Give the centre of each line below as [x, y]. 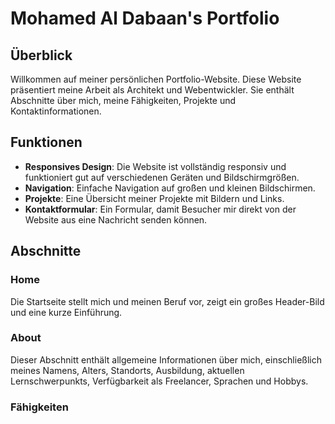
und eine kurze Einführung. [66, 312]
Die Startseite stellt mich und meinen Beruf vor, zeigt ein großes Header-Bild [167, 301]
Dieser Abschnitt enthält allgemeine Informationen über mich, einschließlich [166, 359]
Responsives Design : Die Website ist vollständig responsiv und [155, 166]
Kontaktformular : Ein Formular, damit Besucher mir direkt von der [160, 209]
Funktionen [46, 142]
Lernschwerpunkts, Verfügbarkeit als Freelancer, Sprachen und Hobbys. [159, 381]
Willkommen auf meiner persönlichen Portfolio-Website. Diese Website [156, 79]
